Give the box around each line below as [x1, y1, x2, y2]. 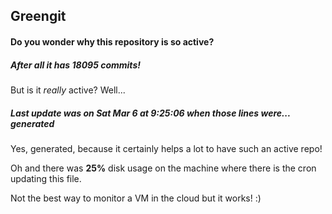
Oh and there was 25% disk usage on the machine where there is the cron [10, 162, 317, 174]
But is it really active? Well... [10, 84, 126, 96]
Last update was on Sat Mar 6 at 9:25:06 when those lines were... [10, 107, 291, 119]
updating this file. [10, 172, 82, 184]
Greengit [10, 8, 67, 25]
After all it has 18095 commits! [10, 59, 141, 71]
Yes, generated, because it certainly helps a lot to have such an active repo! [10, 142, 323, 154]
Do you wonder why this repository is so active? [10, 35, 215, 48]
